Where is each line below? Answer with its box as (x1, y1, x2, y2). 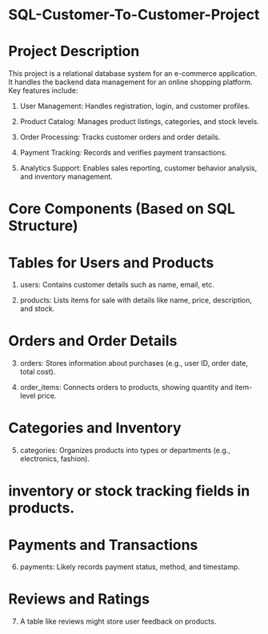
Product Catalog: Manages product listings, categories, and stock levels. (19, 117, 260, 126)
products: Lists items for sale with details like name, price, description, (19, 295, 253, 305)
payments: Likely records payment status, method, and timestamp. (19, 562, 240, 572)
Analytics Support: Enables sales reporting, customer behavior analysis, (19, 163, 258, 173)
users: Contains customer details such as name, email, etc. (19, 280, 214, 290)
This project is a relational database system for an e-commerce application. (8, 69, 258, 78)
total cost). (19, 367, 56, 377)
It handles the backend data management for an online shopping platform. (8, 78, 253, 87)
